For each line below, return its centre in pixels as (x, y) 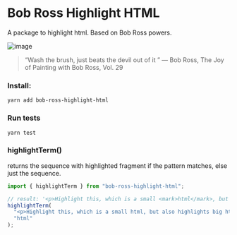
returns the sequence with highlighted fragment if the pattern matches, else (117, 165)
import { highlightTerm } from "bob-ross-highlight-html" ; (96, 186)
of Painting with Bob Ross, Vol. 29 (74, 67)
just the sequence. (34, 173)
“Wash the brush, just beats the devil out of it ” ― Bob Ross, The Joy (124, 60)
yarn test (22, 133)
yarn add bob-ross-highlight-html (58, 100)
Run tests (24, 118)
